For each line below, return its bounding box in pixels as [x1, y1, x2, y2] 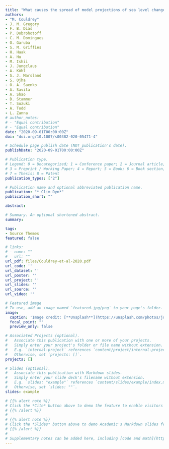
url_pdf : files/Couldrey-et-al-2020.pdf [5, 259, 92, 264]
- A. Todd [5, 106, 26, 111]
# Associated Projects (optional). [5, 333, 80, 339]
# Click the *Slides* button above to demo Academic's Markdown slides [5, 422, 158, 427]
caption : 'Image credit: [10, 315, 62, 320]
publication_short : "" [5, 194, 53, 199]
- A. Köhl [5, 69, 26, 74]
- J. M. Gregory [5, 21, 39, 27]
